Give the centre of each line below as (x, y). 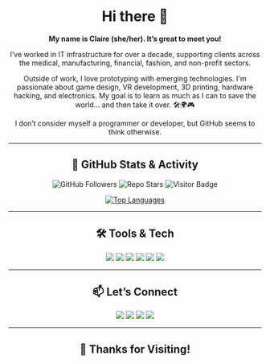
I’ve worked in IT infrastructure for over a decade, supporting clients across (135, 54)
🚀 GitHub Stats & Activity (135, 165)
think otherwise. (135, 131)
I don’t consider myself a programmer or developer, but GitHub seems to (135, 123)
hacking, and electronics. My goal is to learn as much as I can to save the (135, 95)
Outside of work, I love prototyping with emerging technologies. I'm (135, 78)
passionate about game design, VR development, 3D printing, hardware (135, 87)
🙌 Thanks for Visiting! (135, 349)
